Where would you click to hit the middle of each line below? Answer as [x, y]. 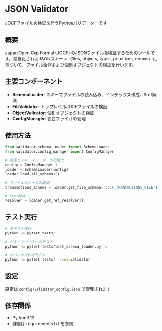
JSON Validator [37, 9]
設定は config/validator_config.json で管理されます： [60, 289]
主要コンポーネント [34, 82]
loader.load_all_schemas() [32, 174]
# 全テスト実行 [18, 228]
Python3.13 [23, 317]
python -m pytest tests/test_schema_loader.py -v [56, 246]
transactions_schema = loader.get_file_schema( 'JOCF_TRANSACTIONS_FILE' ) [81, 187]
